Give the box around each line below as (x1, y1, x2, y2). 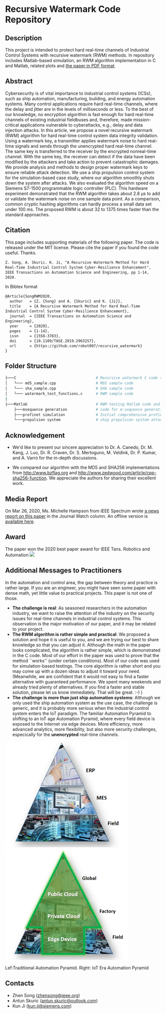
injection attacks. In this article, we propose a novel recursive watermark (5, 127, 153, 133)
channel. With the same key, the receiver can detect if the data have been (5, 153, 156, 159)
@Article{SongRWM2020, (5, 294, 52, 299)
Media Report (5, 495, 48, 503)
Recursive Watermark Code (5, 3, 121, 15)
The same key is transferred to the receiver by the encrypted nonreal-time (5, 148, 157, 154)
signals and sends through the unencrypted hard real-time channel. (15, 143, 153, 149)
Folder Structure (5, 362, 57, 370)
